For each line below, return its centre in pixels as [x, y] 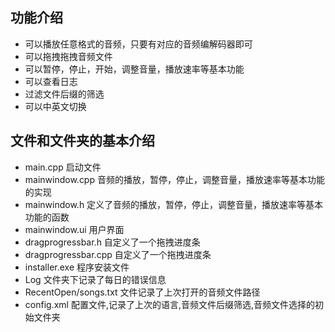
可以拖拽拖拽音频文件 [68, 56]
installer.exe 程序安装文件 [77, 267]
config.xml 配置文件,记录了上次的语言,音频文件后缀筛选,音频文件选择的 [169, 304]
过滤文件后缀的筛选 [64, 94]
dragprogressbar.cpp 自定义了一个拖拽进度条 [118, 254]
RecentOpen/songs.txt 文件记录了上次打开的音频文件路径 [142, 292]
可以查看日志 [51, 81]
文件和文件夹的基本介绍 [82, 141]
